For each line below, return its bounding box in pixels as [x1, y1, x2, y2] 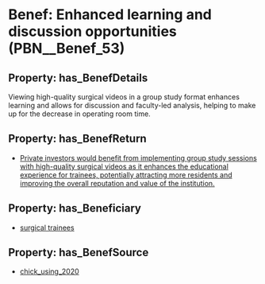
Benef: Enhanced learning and [8, 6, 212, 24]
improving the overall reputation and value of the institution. [19, 178, 216, 188]
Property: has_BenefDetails [8, 71, 148, 84]
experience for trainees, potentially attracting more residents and [19, 169, 232, 180]
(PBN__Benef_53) [8, 40, 125, 57]
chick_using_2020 [19, 266, 79, 276]
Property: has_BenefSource [8, 246, 149, 259]
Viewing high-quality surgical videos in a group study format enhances [8, 92, 240, 101]
